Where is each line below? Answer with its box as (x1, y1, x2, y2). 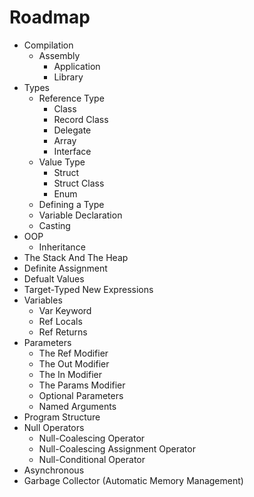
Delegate (53, 124, 92, 136)
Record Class (53, 113, 109, 125)
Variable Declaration (38, 209, 123, 221)
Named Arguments (38, 400, 117, 412)
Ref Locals (38, 315, 83, 327)
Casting (38, 219, 71, 231)
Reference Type (38, 92, 105, 104)
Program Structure (23, 411, 101, 423)
